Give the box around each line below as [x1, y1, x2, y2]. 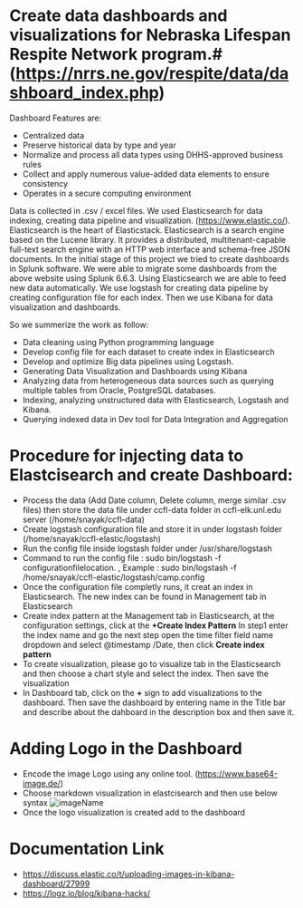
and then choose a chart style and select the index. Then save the [22, 668, 270, 679]
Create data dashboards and [9, 5, 228, 26]
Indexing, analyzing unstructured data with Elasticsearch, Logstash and [22, 394, 289, 405]
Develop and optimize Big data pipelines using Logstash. [22, 355, 234, 367]
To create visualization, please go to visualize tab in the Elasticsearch [22, 658, 281, 669]
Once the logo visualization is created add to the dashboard [22, 807, 246, 817]
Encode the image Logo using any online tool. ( [22, 768, 199, 779]
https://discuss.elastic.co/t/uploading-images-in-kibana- [22, 868, 235, 879]
